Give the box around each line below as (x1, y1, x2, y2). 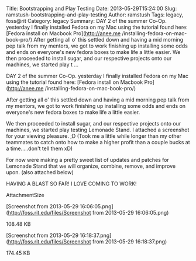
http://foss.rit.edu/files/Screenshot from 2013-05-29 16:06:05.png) (8, 209, 169, 216)
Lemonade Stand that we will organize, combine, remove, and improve (6, 162, 176, 170)
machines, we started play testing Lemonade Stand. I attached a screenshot (6, 126, 190, 133)
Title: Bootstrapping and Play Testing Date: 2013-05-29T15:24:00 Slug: (6, 5, 177, 12)
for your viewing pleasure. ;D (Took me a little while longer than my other (6, 133, 182, 140)
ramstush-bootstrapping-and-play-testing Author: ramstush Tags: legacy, (6, 11, 184, 18)
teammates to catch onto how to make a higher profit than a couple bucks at (6, 139, 190, 145)
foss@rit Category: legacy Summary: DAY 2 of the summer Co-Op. (6, 18, 167, 24)
